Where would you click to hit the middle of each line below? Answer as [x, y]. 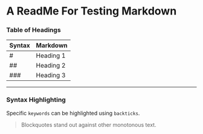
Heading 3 [51, 75]
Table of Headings [34, 30]
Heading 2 [51, 66]
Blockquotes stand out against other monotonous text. [89, 124]
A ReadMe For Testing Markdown [92, 11]
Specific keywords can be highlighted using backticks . [73, 113]
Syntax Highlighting [36, 100]
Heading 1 [51, 56]
